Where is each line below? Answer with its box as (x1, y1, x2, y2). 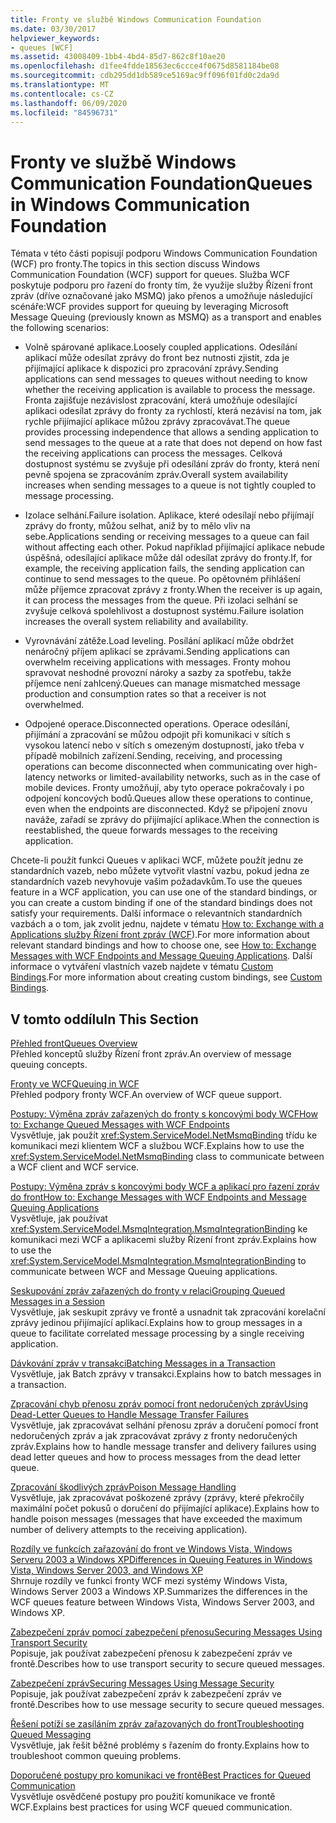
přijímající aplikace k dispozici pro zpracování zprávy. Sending (24, 362, 279, 375)
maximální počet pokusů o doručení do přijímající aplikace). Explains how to (10, 1502, 320, 1515)
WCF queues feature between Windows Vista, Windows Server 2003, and (10, 1596, 315, 1608)
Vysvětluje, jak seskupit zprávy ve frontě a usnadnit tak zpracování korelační (10, 1306, 326, 1318)
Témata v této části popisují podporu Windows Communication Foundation (10, 247, 318, 260)
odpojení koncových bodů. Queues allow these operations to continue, (24, 792, 313, 805)
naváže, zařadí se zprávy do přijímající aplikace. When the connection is (24, 814, 320, 826)
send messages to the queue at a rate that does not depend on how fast (24, 437, 323, 449)
